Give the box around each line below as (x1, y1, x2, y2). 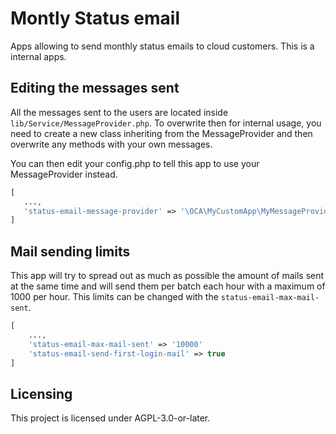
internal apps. (10, 50, 67, 62)
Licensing (10, 385, 73, 402)
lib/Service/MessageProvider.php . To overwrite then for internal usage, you (10, 117, 322, 129)
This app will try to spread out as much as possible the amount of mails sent (10, 270, 325, 282)
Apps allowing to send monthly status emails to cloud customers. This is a (10, 40, 315, 52)
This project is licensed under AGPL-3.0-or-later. (10, 412, 211, 424)
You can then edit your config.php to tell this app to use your (10, 157, 260, 169)
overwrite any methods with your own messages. (10, 138, 213, 150)
